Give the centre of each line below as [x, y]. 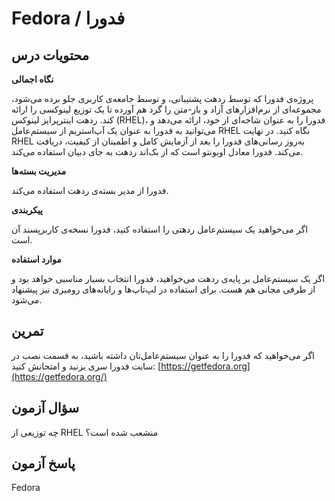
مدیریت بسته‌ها [39, 171]
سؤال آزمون [45, 408]
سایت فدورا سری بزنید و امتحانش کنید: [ [86, 366]
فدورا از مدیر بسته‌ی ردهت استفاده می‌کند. [90, 190]
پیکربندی [27, 210]
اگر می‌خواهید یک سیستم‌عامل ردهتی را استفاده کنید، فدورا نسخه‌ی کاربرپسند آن [160, 229]
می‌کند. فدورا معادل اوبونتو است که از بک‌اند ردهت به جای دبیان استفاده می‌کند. [157, 151]
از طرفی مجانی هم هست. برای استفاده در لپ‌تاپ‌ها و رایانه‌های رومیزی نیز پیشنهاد [163, 289]
